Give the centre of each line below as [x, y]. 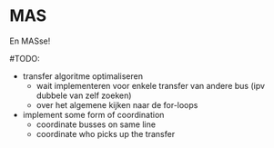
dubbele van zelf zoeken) [84, 95]
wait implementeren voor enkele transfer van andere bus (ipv [151, 85]
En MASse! [30, 41]
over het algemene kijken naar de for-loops [117, 104]
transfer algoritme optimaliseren [83, 76]
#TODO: [25, 58]
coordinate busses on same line [96, 124]
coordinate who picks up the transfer [106, 133]
